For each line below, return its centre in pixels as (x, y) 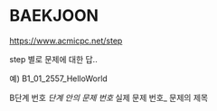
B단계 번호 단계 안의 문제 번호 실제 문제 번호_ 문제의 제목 (109, 97)
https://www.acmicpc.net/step (66, 41)
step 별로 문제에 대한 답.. (53, 59)
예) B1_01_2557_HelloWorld (59, 79)
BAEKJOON (54, 16)
